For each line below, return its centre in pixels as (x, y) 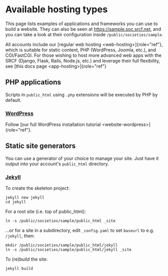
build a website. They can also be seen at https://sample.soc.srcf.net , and (83, 29)
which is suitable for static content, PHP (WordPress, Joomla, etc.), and (81, 50)
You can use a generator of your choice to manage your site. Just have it (82, 158)
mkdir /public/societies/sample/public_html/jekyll (61, 245)
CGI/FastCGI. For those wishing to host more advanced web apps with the (83, 55)
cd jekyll (16, 202)
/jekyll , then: (20, 236)
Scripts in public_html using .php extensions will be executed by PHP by (81, 94)
